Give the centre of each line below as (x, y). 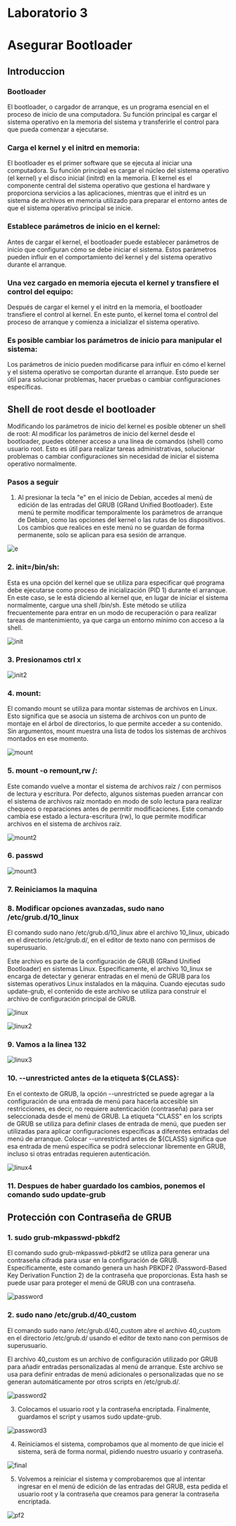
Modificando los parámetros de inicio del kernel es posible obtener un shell (117, 426)
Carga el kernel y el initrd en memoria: (74, 148)
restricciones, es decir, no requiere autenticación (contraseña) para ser (111, 1108)
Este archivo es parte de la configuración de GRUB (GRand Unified (104, 961)
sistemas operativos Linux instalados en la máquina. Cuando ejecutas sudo (116, 984)
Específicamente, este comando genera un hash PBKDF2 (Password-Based (117, 1268)
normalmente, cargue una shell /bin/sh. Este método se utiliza (97, 605)
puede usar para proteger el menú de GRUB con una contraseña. (101, 1283)
